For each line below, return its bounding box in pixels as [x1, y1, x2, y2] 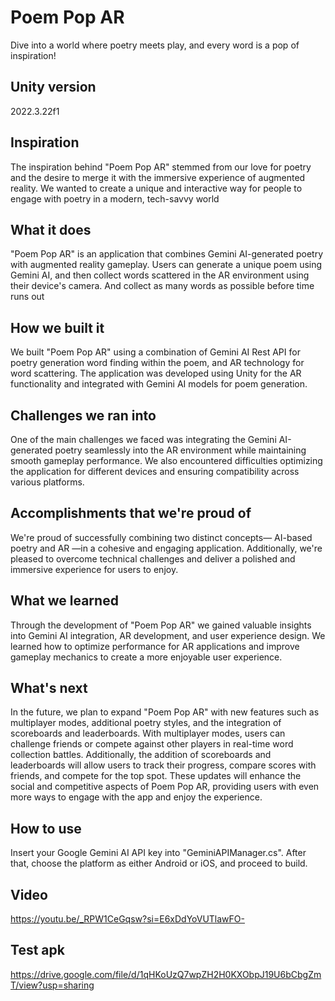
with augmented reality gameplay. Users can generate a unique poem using [10, 259, 323, 271]
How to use [10, 820, 82, 837]
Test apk [10, 942, 65, 959]
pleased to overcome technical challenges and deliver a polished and [10, 552, 296, 565]
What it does [10, 221, 92, 238]
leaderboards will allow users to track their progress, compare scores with [10, 759, 317, 771]
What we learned [10, 592, 119, 610]
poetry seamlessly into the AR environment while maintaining [54, 444, 307, 456]
